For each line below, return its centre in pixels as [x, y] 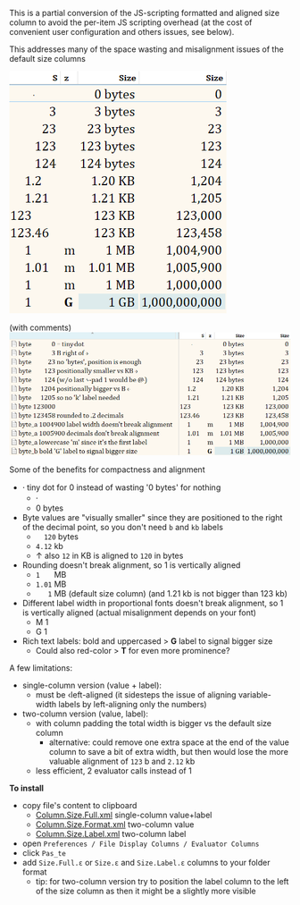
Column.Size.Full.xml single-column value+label [124, 815]
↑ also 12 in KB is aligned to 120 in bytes [109, 555]
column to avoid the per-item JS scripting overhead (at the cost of [131, 22]
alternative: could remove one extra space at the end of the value [169, 742]
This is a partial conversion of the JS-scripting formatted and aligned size [144, 13]
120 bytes [61, 537]
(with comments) [41, 327]
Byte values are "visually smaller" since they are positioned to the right [152, 517]
